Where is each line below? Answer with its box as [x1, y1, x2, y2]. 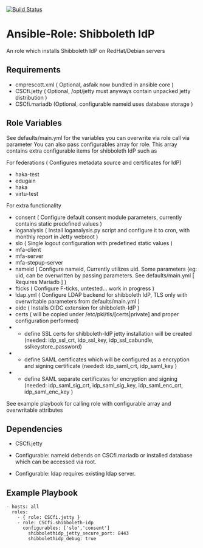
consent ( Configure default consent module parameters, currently [15, 213, 182, 221]
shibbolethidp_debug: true [28, 536, 97, 542]
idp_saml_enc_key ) [24, 388, 74, 395]
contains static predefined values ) [15, 220, 102, 227]
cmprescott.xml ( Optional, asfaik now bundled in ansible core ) [15, 81, 174, 88]
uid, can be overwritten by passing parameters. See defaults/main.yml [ [15, 271, 194, 279]
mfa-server [15, 252, 44, 260]
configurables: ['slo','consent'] [22, 525, 111, 532]
